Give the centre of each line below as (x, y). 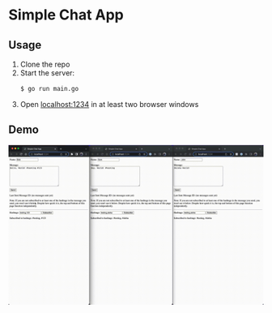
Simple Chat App (66, 15)
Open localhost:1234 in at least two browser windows (109, 104)
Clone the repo (45, 64)
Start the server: (47, 73)
